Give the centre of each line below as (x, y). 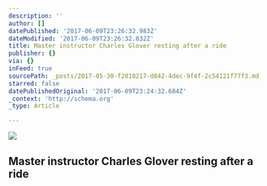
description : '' (36, 16)
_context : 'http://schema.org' (61, 99)
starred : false (34, 83)
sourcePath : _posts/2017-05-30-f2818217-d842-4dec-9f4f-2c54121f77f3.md (134, 76)
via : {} (22, 61)
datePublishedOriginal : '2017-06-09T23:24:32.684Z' (97, 91)
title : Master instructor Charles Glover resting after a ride (118, 46)
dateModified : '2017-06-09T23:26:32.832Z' (81, 38)
